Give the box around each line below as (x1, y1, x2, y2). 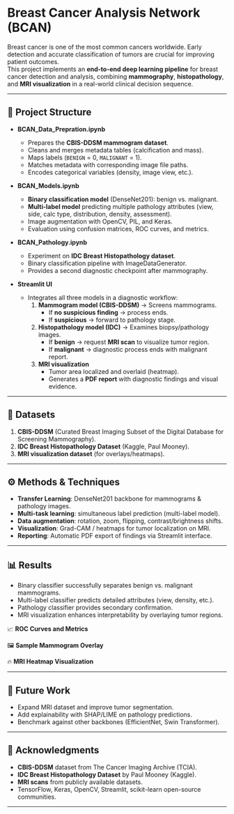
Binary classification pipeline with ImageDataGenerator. (27, 259, 187, 267)
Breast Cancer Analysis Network (7, 5, 201, 21)
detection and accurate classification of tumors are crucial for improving (7, 50, 214, 58)
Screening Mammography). (17, 435, 96, 443)
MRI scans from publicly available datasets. (17, 778, 143, 786)
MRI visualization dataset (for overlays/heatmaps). (17, 449, 165, 457)
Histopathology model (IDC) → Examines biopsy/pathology (38, 322, 210, 331)
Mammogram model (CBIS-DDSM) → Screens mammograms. (38, 301, 217, 309)
